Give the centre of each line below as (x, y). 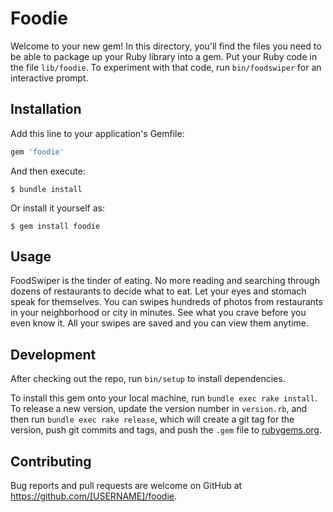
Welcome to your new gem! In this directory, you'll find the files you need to (166, 46)
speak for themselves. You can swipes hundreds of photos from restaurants (166, 302)
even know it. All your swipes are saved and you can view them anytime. (160, 323)
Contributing (51, 461)
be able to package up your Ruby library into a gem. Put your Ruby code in (164, 56)
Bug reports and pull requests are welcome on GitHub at (126, 486)
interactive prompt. (49, 78)
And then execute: (48, 171)
